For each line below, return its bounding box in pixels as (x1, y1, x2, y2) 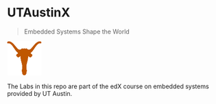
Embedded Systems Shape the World (23, 27, 130, 36)
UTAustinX (7, 5, 71, 21)
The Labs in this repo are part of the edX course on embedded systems (7, 82, 209, 90)
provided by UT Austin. (7, 89, 73, 97)
